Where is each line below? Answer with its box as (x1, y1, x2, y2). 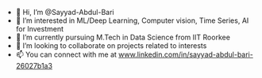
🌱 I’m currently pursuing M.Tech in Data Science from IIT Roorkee (15, 32, 230, 42)
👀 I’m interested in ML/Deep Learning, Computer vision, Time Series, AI (15, 16, 249, 25)
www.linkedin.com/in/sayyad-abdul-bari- (118, 50, 254, 59)
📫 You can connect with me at (15, 50, 118, 59)
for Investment (15, 24, 64, 33)
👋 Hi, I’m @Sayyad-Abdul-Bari (15, 8, 114, 17)
